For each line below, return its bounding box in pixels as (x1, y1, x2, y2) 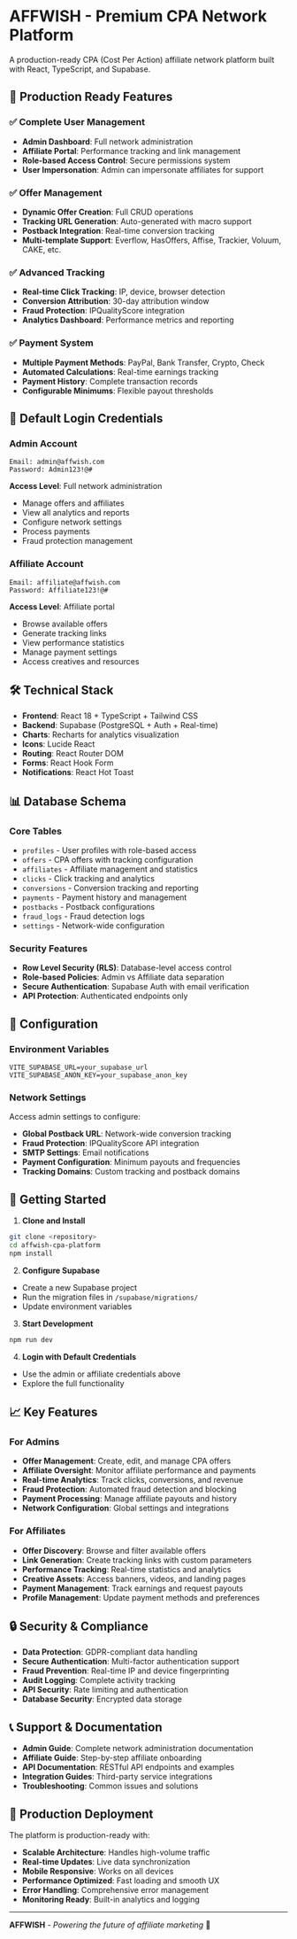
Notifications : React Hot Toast (21, 767, 134, 778)
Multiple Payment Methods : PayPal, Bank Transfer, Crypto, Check (21, 357, 265, 368)
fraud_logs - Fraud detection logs (21, 911, 146, 921)
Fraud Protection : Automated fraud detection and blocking (21, 1484, 237, 1494)
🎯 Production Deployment (9, 1806, 154, 1821)
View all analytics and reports (21, 508, 130, 518)
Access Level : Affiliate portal (9, 601, 115, 612)
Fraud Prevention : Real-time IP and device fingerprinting (21, 1665, 230, 1676)
